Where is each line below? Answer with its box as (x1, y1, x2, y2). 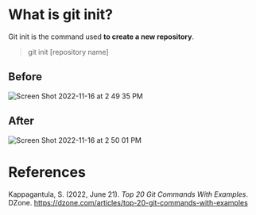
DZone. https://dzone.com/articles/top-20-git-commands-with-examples (8, 198, 248, 207)
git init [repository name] (27, 47, 109, 56)
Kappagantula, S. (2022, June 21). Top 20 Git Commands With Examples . (8, 189, 249, 199)
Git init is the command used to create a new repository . (8, 32, 195, 41)
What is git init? (8, 6, 114, 24)
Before (8, 70, 42, 84)
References (8, 163, 86, 181)
